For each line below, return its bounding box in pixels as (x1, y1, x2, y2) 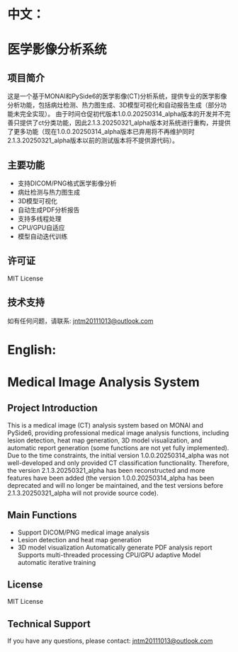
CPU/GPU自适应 (17, 224, 65, 231)
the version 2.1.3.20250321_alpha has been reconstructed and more (7, 466, 205, 474)
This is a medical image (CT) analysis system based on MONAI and (7, 421, 203, 429)
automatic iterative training (17, 558, 96, 566)
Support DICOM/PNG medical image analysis (17, 528, 150, 537)
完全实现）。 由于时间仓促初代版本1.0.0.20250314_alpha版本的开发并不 (19, 110, 225, 118)
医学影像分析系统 (7, 42, 108, 57)
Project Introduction (7, 402, 98, 414)
